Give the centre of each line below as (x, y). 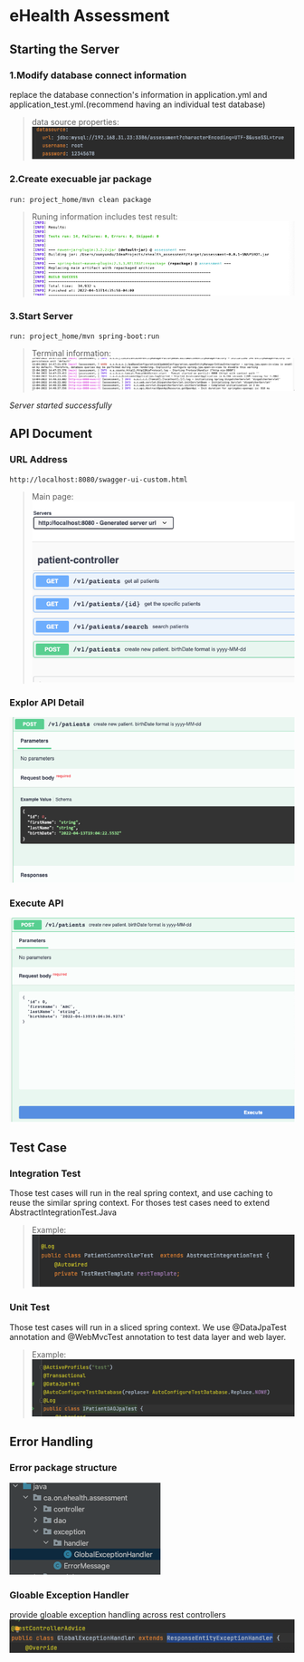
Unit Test (29, 1307)
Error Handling (51, 1442)
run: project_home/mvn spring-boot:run (85, 336)
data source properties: (75, 121)
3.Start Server (42, 316)
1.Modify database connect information (98, 75)
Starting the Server (65, 49)
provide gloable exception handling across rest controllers (118, 1614)
